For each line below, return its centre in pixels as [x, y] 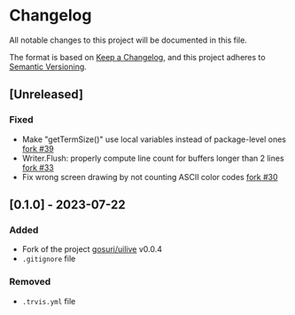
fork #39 [38, 148]
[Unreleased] [47, 94]
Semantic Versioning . [48, 67]
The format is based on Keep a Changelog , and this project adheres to [137, 57]
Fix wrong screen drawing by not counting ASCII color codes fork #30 [150, 177]
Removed [30, 282]
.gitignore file [49, 259]
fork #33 [38, 167]
